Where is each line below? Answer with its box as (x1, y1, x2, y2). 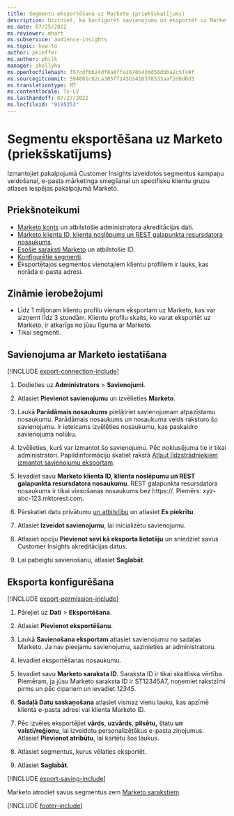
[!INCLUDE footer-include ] (7, 801, 83, 810)
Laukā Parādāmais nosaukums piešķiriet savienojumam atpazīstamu (17, 408, 216, 416)
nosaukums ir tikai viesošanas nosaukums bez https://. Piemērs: (17, 487, 202, 495)
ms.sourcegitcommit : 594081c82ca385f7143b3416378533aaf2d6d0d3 (7, 75, 195, 82)
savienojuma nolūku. (17, 430, 77, 439)
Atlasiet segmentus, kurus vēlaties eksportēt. (17, 748, 147, 756)
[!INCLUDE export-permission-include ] (7, 595, 119, 603)
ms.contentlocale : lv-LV (7, 88, 79, 95)
